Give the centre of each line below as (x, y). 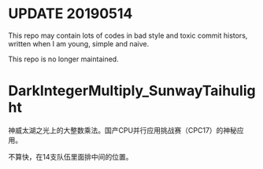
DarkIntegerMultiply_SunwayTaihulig (132, 91)
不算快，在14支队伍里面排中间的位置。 (70, 156)
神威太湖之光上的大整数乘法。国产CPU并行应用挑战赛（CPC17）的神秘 (123, 130)
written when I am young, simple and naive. (79, 43)
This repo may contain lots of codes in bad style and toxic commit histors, (128, 35)
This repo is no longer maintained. (64, 59)
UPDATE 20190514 (70, 14)
